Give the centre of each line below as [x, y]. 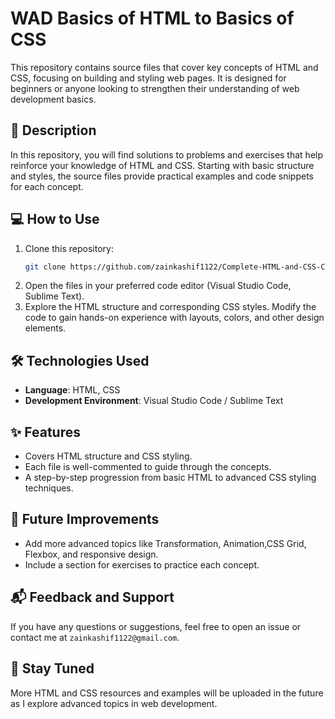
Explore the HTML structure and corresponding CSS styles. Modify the [170, 307]
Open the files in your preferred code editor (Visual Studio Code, [158, 286]
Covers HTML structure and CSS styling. [108, 456]
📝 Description [53, 130]
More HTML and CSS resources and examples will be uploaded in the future [167, 693]
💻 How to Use [55, 219]
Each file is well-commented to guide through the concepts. [148, 467]
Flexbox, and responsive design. [91, 554]
